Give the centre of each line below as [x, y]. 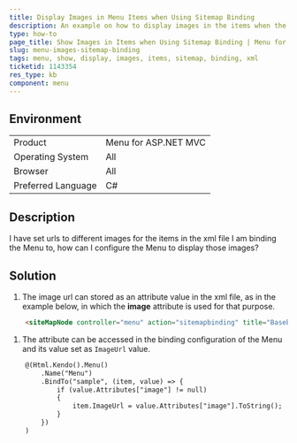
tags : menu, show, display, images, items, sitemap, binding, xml [134, 58]
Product [30, 142]
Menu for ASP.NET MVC [156, 142]
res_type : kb [33, 75]
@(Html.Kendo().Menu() [67, 365]
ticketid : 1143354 [43, 67]
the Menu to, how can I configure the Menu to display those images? [134, 248]
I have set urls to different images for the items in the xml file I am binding [143, 239]
